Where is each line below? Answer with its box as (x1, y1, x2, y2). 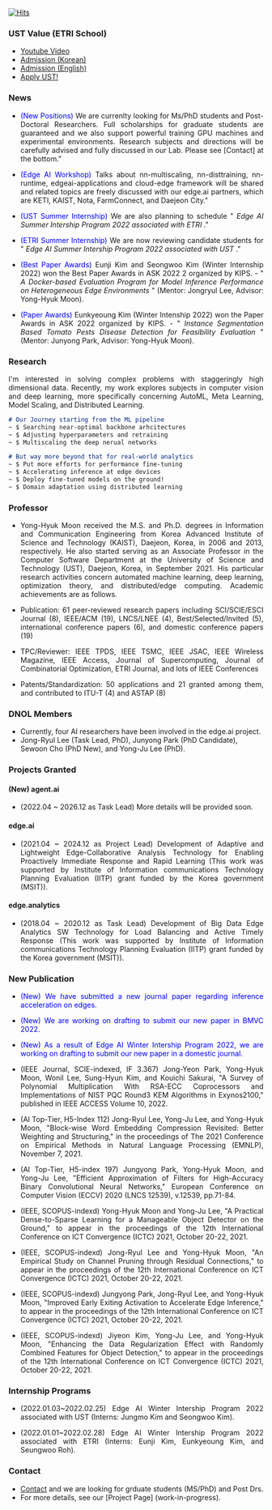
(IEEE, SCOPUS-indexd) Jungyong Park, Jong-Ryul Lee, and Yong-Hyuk (19, 1289, 264, 1299)
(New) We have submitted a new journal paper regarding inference (19, 992, 264, 1001)
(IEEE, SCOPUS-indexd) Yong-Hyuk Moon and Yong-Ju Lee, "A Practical (19, 1206, 264, 1216)
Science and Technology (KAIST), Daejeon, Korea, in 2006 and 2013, (19, 538, 264, 548)
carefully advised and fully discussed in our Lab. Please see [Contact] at (19, 145, 264, 155)
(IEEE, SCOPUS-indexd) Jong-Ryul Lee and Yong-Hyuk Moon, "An (19, 1248, 264, 1257)
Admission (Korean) (19, 55, 87, 65)
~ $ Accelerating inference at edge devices (8, 468, 161, 476)
